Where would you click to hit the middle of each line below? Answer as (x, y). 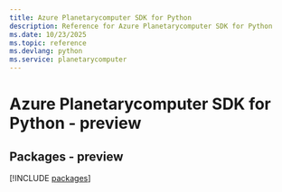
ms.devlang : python (46, 51)
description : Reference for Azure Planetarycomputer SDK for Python (141, 26)
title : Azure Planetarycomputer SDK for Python (101, 18)
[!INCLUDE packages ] (50, 178)
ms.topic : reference (48, 43)
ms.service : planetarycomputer (68, 59)
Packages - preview (66, 156)
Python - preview (75, 123)
